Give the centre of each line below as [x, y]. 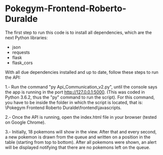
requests [21, 52]
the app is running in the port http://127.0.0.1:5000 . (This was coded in [75, 92]
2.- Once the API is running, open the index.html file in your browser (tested [81, 117]
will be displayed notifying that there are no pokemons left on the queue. [78, 147]
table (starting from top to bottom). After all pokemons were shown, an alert [81, 142]
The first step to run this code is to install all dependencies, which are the [79, 32]
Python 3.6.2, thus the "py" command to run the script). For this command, [80, 97]
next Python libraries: [26, 38]
